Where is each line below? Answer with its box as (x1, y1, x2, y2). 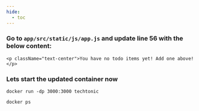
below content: (6, 42, 52, 50)
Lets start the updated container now (6, 75, 118, 83)
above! (177, 55, 194, 62)
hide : (6, 8, 20, 15)
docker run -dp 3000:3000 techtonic (6, 89, 99, 95)
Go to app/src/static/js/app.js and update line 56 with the (6, 34, 184, 43)
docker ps (6, 99, 32, 106)
